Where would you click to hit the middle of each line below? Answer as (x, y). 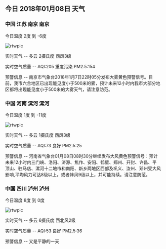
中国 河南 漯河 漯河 (27, 103)
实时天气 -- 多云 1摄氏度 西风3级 (38, 135)
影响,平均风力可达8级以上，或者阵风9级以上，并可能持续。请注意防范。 (78, 174)
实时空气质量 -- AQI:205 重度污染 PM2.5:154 (50, 66)
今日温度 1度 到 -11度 (26, 115)
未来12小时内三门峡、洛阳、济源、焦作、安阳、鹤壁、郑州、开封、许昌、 (79, 162)
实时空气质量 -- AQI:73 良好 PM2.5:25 (43, 145)
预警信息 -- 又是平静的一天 (32, 242)
